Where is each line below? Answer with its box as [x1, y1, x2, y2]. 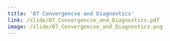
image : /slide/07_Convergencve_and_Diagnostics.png [7, 23, 163, 30]
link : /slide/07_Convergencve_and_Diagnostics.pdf [7, 17, 160, 24]
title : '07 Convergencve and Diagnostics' [7, 10, 135, 17]
